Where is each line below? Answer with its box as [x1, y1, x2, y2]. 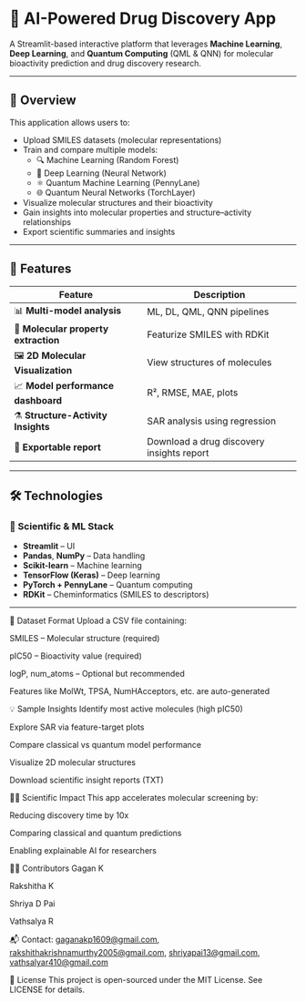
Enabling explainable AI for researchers [9, 845, 158, 856]
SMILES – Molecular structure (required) [9, 633, 160, 644]
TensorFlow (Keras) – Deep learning [22, 569, 161, 581]
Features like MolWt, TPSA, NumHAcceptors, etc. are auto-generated [9, 686, 270, 697]
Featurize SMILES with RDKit [147, 328, 270, 341]
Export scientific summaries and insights [22, 226, 176, 237]
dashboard [14, 394, 62, 406]
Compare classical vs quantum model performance [9, 740, 202, 751]
